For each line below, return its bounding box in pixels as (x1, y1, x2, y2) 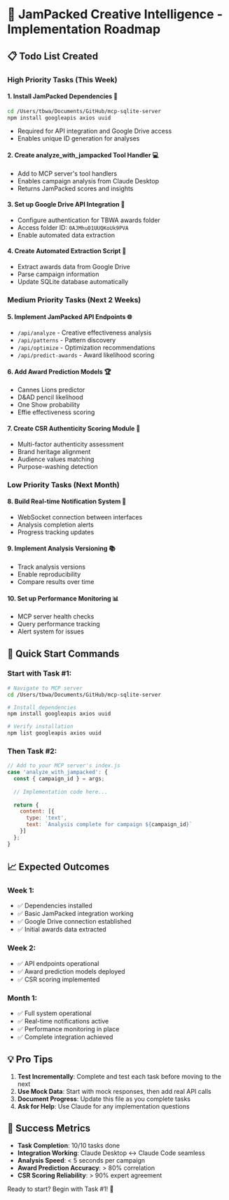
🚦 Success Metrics (7, 1123, 91, 1135)
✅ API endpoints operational (17, 959, 99, 967)
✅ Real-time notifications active (17, 1017, 109, 1026)
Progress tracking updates (17, 527, 95, 536)
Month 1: (7, 993, 38, 1002)
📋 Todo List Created (7, 50, 99, 62)
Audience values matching (17, 455, 95, 463)
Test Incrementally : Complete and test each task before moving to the (17, 1072, 222, 1080)
